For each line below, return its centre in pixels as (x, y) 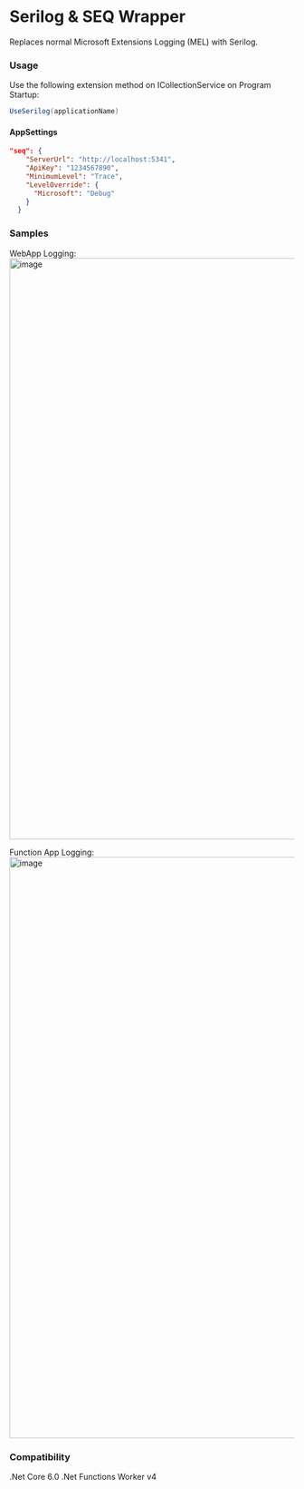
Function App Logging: (52, 852)
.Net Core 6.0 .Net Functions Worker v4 (83, 1476)
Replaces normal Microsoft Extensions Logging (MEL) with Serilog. (134, 42)
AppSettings (33, 132)
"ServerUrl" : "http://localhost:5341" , (101, 160)
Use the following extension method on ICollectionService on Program (140, 85)
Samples (29, 233)
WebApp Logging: (43, 253)
